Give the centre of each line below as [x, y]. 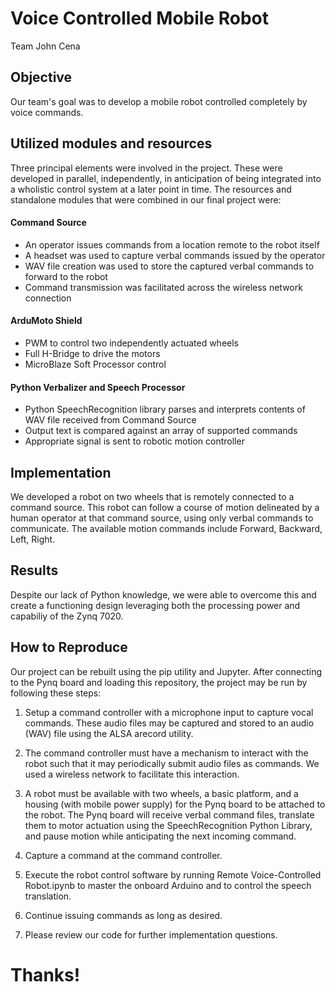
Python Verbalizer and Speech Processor [98, 387]
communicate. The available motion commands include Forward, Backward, [166, 528]
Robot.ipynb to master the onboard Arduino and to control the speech [168, 885]
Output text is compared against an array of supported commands [161, 431]
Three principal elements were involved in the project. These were [146, 168]
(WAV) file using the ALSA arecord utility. [109, 733]
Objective [41, 77]
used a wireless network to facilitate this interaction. [132, 774]
